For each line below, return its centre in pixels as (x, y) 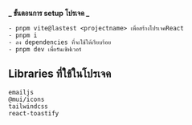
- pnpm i (23, 35)
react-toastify (34, 113)
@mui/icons (27, 99)
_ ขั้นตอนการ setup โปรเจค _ (49, 13)
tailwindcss (28, 106)
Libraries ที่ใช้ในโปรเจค (60, 74)
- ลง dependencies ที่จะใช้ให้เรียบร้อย (60, 42)
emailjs (21, 92)
